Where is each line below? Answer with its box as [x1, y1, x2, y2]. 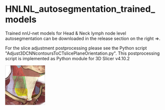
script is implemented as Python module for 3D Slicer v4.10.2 [5, 55, 130, 61]
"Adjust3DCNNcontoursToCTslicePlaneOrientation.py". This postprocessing [5, 50, 160, 56]
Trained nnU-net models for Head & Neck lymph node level [5, 30, 127, 36]
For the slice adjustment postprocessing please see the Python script [5, 45, 147, 51]
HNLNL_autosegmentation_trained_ [5, 3, 156, 15]
